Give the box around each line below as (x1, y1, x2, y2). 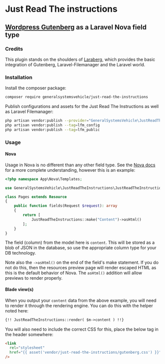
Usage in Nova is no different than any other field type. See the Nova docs (5, 162, 156, 168)
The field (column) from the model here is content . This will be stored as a (5, 239, 155, 246)
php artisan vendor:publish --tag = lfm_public (5, 127, 100, 132)
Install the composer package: (5, 85, 66, 91)
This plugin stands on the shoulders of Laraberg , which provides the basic (5, 56, 156, 62)
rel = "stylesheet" (9, 345, 45, 350)
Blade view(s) (5, 286, 34, 292)
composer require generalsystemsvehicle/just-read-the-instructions (5, 95, 148, 100)
